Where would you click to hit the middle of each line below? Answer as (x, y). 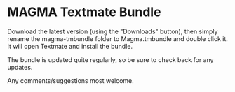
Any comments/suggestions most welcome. (71, 80)
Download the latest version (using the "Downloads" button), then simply (113, 31)
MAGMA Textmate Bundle (84, 12)
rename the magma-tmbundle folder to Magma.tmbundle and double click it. (117, 38)
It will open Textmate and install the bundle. (70, 46)
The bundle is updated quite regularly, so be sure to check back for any (110, 59)
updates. (20, 67)
